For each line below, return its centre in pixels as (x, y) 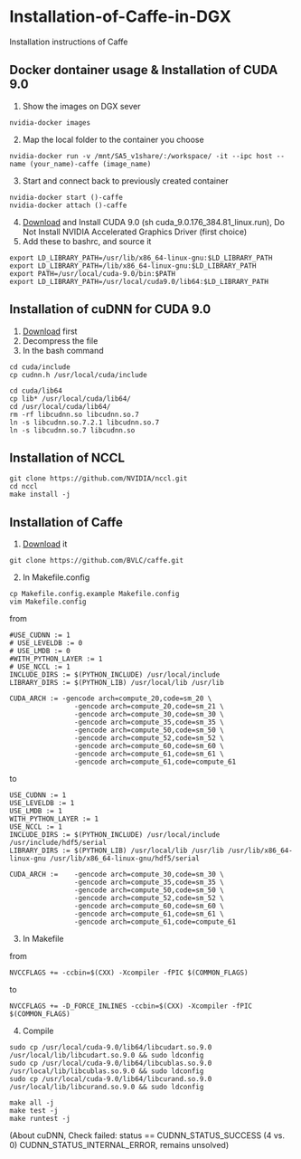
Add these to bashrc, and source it (87, 241)
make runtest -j (40, 1119)
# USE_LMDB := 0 (40, 651)
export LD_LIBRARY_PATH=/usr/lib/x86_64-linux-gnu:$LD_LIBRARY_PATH (141, 258)
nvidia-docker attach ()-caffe (68, 205)
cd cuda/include (40, 367)
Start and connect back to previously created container (125, 180)
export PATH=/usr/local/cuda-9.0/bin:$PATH (93, 273)
